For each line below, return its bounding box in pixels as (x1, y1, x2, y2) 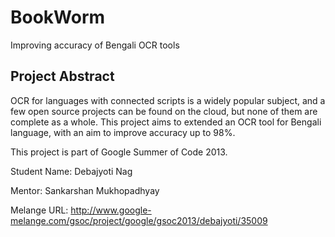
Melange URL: (10, 204, 69, 216)
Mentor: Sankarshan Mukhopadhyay (10, 184, 160, 196)
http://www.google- (70, 204, 152, 216)
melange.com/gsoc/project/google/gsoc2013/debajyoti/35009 (10, 214, 268, 226)
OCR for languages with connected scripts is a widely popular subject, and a (10, 94, 326, 106)
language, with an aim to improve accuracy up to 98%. (10, 126, 236, 138)
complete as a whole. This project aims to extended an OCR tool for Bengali (10, 116, 322, 128)
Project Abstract (10, 68, 115, 85)
